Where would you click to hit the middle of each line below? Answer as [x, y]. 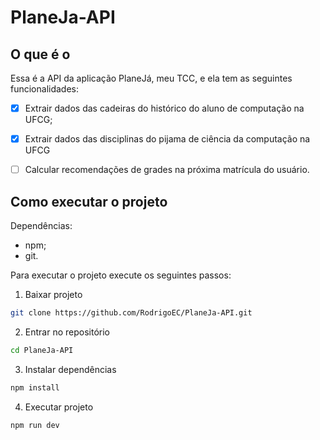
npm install [35, 387]
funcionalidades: [45, 89]
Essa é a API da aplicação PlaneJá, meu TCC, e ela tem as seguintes [151, 78]
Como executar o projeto [89, 201]
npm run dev [35, 425]
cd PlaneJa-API [42, 350]
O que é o [40, 54]
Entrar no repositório [67, 332]
